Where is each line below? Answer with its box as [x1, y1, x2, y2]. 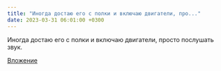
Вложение [7, 56, 38, 64]
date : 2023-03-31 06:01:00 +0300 [7, 17, 105, 23]
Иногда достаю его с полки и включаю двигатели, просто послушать [7, 35, 214, 43]
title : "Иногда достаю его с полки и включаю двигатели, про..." [7, 10, 201, 17]
